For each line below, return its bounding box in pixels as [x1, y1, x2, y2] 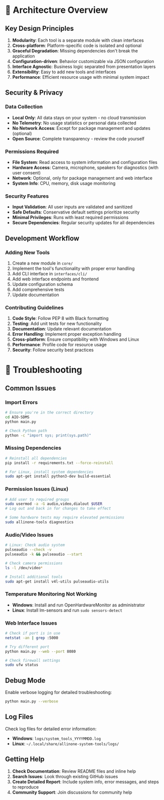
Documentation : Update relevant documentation [12, 326, 112, 332]
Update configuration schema [12, 281, 73, 287]
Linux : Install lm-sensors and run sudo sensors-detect [12, 607, 123, 613]
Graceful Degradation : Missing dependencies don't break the [12, 48, 138, 53]
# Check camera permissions [5, 561, 63, 566]
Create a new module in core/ [12, 260, 73, 266]
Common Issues [5, 384, 56, 392]
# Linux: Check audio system [5, 542, 65, 548]
